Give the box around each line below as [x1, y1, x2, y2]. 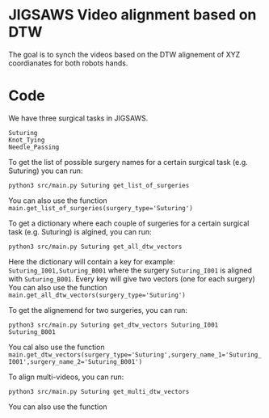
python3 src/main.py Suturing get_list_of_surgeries [8, 181, 190, 189]
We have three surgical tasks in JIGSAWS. [8, 113, 149, 123]
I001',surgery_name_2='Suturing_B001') [8, 357, 143, 365]
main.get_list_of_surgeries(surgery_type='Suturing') [8, 204, 194, 212]
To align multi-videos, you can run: [8, 372, 124, 382]
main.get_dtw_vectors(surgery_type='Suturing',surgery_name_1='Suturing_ [8, 350, 263, 359]
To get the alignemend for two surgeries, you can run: [8, 305, 188, 315]
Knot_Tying [8, 136, 45, 144]
